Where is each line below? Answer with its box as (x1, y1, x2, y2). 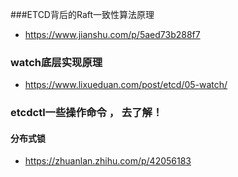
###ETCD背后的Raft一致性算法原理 (10, 9, 155, 20)
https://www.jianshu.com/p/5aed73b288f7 (24, 29, 201, 40)
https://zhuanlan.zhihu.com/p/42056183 (24, 155, 192, 167)
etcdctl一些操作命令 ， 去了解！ (10, 106, 163, 120)
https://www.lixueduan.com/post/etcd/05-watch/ (24, 79, 228, 91)
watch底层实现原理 (10, 55, 103, 69)
